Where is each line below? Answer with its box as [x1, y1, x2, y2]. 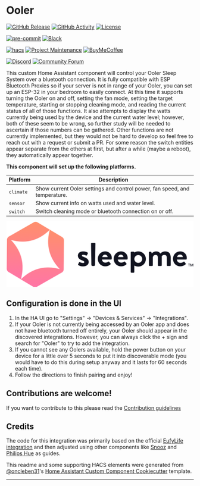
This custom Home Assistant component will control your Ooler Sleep [6, 69, 177, 76]
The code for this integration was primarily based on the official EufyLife [6, 437, 183, 444]
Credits [6, 421, 35, 431]
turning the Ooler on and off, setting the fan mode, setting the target [6, 95, 173, 102]
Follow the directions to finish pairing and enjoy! [14, 371, 133, 378]
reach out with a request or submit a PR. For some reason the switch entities [6, 139, 193, 146]
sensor [8, 200, 25, 206]
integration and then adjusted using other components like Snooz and [6, 444, 177, 451]
